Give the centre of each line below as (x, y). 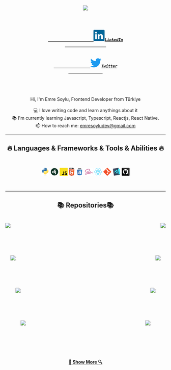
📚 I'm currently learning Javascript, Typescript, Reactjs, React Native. (85, 118)
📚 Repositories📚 (85, 205)
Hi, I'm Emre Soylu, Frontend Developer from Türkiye (85, 99)
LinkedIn (114, 40)
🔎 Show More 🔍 (85, 362)
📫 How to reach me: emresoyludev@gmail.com (85, 126)
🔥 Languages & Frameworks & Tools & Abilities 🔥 (85, 149)
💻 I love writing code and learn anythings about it (85, 111)
